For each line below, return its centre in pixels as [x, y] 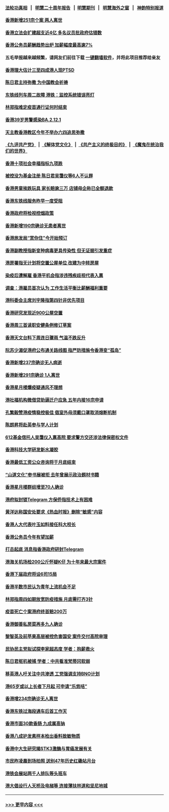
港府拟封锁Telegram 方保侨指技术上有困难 [49, 499]
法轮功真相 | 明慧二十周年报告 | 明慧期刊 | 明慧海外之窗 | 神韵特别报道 [84, 8]
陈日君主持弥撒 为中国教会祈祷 [37, 83]
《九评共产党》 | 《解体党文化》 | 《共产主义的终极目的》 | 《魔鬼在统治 [82, 145]
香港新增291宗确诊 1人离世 [33, 375]
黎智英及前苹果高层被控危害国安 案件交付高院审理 [57, 636]
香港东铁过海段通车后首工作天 [36, 711]
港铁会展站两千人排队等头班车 [36, 773]
